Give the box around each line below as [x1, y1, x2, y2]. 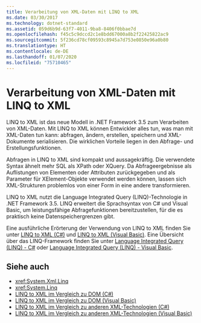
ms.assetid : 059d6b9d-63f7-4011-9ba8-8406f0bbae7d [6, 25, 136, 32]
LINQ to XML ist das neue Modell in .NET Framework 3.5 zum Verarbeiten [6, 119, 189, 126]
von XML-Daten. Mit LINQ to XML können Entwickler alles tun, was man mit [6, 125, 193, 132]
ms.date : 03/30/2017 [6, 15, 59, 21]
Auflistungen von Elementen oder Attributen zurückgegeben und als [6, 169, 176, 176]
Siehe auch [6, 261, 49, 271]
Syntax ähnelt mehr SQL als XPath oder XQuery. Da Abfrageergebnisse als [6, 162, 192, 170]
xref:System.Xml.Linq [14, 278, 69, 285]
